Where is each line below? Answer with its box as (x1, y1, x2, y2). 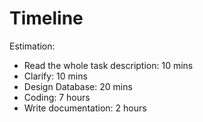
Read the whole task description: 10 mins (23, 59, 194, 71)
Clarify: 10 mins (23, 70, 88, 82)
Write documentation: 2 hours (23, 102, 147, 114)
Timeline (9, 7, 84, 30)
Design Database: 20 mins (23, 80, 133, 92)
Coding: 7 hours (23, 91, 91, 103)
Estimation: (9, 40, 56, 52)
